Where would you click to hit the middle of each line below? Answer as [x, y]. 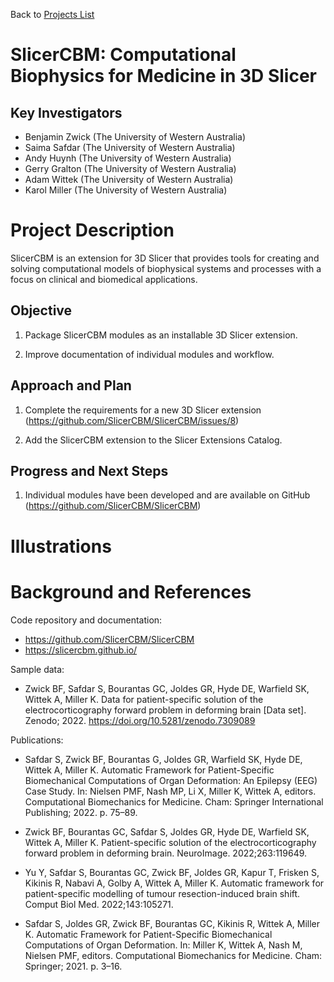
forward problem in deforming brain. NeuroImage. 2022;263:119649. [166, 853]
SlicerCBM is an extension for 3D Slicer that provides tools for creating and [165, 258]
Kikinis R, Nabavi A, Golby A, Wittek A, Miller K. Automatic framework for [174, 883]
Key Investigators [66, 112]
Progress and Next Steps [89, 470]
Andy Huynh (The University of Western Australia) [128, 158]
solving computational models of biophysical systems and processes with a [166, 268]
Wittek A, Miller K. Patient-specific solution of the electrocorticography [170, 842]
